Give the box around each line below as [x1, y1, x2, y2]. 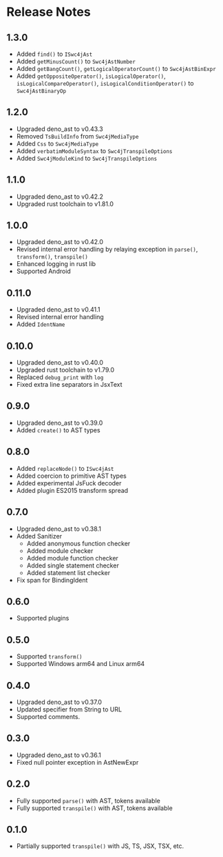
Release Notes [6, 4, 91, 20]
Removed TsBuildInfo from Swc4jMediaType [16, 132, 139, 140]
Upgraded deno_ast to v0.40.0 [16, 359, 104, 367]
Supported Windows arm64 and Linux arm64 [16, 660, 145, 668]
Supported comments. [16, 712, 81, 720]
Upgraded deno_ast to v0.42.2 [16, 192, 104, 201]
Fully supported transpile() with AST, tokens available [16, 804, 173, 812]
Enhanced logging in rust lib [16, 260, 96, 268]
